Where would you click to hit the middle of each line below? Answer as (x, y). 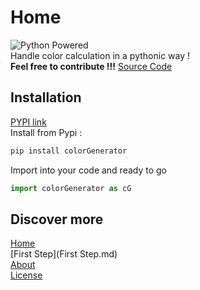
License (26, 275)
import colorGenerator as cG (71, 188)
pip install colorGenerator (69, 151)
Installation (46, 97)
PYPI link (28, 122)
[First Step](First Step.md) (64, 254)
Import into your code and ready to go (89, 170)
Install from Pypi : (46, 132)
